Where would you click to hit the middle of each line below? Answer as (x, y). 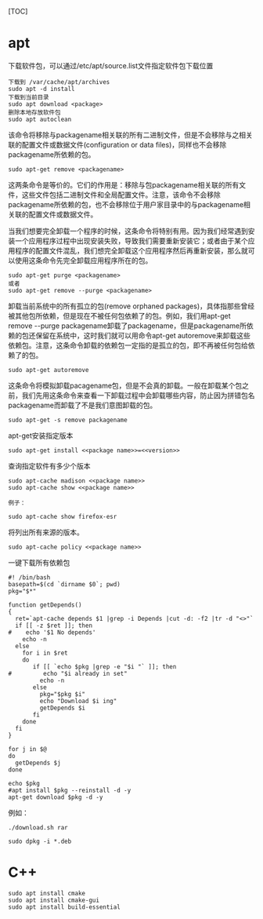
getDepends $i (63, 708)
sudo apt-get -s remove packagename (68, 420)
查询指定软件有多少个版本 (49, 465)
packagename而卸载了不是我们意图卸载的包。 (83, 405)
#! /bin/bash (29, 577)
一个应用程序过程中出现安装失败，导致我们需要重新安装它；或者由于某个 (131, 241)
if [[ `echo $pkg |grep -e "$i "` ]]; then (104, 666)
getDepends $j (38, 763)
